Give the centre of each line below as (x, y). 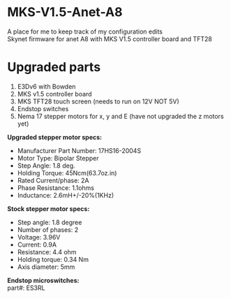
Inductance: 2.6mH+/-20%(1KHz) (65, 195)
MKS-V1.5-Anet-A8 (65, 12)
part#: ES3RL (26, 288)
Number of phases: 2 (48, 229)
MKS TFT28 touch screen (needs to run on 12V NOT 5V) (98, 101)
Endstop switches (43, 108)
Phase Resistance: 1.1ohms (55, 188)
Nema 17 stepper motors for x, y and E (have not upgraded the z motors (121, 116)
